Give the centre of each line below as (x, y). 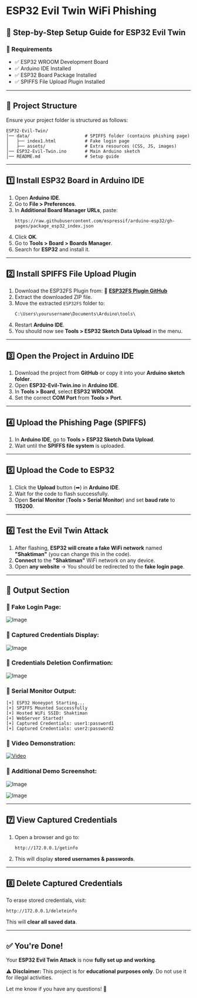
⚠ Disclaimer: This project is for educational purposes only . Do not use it (96, 972)
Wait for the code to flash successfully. (62, 493)
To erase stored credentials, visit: (46, 900)
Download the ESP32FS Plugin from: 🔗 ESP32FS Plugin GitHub (91, 291)
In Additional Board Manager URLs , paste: (66, 210)
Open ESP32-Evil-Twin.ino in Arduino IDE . (67, 386)
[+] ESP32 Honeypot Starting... (45, 703)
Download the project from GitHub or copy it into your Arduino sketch (99, 373)
